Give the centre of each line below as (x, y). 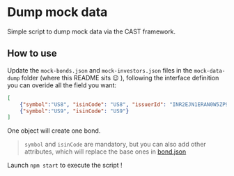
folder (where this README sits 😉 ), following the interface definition (120, 78)
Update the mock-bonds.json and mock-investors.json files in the (100, 70)
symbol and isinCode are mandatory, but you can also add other (115, 145)
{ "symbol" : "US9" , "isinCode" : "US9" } (75, 111)
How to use (32, 53)
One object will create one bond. (54, 131)
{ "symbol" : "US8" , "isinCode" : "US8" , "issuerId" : (93, 104)
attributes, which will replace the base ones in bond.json (105, 152)
